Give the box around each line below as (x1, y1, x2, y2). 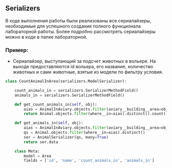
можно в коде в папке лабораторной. (5, 34, 88, 40)
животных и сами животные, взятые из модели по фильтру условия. (12, 69, 163, 75)
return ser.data (24, 139, 58, 145)
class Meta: (14, 149, 40, 154)
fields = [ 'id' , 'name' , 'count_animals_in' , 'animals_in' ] (24, 158, 155, 163)
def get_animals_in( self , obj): (14, 121, 83, 126)
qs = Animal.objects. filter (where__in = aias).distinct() (24, 130, 145, 135)
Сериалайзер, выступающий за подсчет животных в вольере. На (12, 58, 156, 64)
